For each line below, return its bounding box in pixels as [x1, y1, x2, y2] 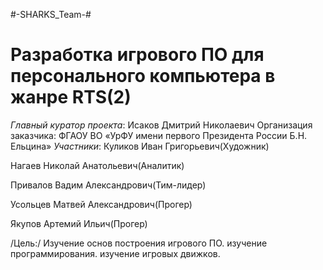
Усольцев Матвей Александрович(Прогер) [10, 198, 193, 210]
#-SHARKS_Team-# [10, 9, 92, 20]
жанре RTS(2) [10, 86, 132, 109]
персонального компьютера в [10, 65, 276, 88]
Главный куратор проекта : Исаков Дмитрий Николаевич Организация [10, 119, 313, 131]
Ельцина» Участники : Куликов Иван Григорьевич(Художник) [10, 140, 270, 152]
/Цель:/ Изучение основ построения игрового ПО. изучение [10, 237, 268, 249]
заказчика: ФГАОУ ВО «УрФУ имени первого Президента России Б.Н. [10, 129, 308, 141]
